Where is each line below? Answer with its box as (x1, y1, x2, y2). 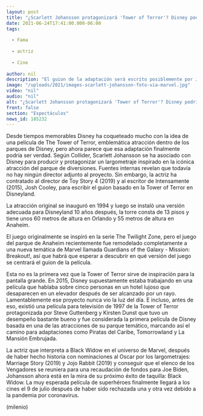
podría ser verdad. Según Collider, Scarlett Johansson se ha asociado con (6, 152, 192, 159)
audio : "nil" (6, 93, 39, 99)
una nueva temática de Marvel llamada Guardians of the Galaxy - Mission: (6, 246, 190, 253)
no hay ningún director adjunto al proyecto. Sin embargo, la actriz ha (6, 171, 177, 179)
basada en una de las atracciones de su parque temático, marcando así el (6, 322, 190, 329)
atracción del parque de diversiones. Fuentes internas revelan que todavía (6, 165, 191, 172)
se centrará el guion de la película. (6, 259, 92, 266)
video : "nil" (6, 88, 39, 94)
